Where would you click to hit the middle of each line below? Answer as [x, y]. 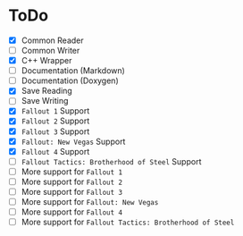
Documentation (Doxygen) [70, 80]
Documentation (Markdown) [73, 71]
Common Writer [50, 51]
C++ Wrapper [46, 61]
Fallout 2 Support [55, 121]
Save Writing [45, 101]
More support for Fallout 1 [71, 172]
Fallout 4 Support [55, 151]
